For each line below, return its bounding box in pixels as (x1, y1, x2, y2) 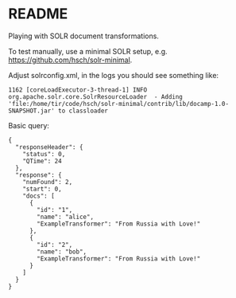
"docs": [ (22, 192, 56, 200)
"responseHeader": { (15, 143, 83, 151)
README (8, 5, 68, 23)
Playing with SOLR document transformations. (8, 31, 159, 41)
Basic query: (8, 120, 50, 130)
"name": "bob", (37, 248, 87, 256)
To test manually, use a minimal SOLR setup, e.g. (8, 46, 168, 56)
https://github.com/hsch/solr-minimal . (8, 55, 133, 65)
